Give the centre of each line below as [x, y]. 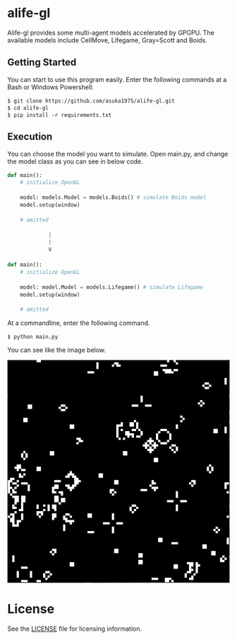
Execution [30, 137]
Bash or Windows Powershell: [50, 87]
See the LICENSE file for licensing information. [75, 629]
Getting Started [42, 63]
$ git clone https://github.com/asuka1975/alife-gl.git [91, 101]
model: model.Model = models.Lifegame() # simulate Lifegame [111, 287]
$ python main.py [33, 337]
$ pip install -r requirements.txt [60, 115]
